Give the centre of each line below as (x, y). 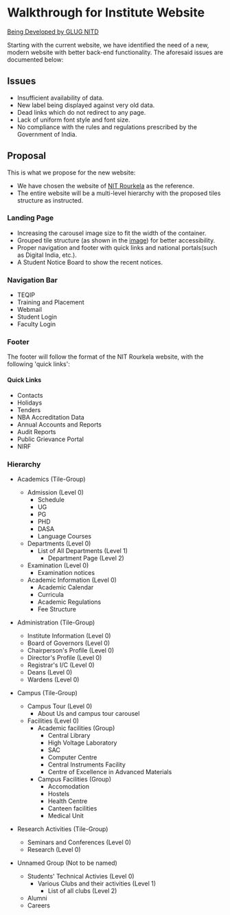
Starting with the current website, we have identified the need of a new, (108, 45)
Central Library (69, 735)
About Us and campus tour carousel (89, 713)
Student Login (37, 317)
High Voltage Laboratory (82, 743)
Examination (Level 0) (58, 565)
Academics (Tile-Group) (51, 479)
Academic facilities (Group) (76, 728)
